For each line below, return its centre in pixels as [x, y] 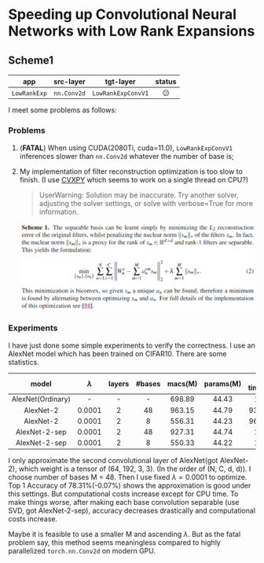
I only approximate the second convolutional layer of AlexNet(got [113, 460]
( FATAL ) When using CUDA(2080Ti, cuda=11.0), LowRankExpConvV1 [126, 148]
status [166, 81]
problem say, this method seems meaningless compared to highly [115, 542]
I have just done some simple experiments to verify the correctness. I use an [132, 345]
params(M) [223, 384]
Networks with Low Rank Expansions [132, 31]
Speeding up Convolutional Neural [123, 15]
